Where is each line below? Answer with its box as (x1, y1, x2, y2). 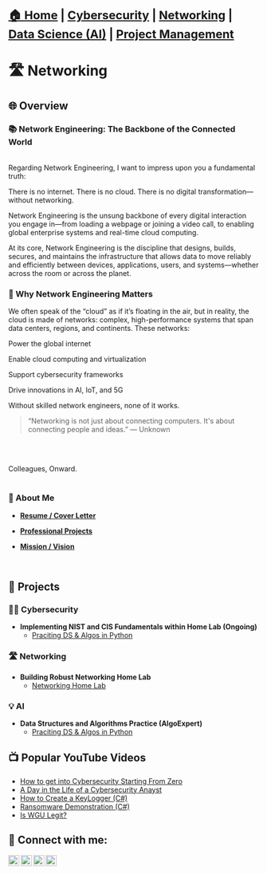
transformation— (198, 187, 253, 197)
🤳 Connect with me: (8, 833, 108, 847)
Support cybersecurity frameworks (8, 370, 124, 380)
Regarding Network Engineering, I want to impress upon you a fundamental (8, 163, 256, 173)
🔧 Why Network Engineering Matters (8, 288, 153, 299)
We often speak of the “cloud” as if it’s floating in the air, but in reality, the (8, 306, 249, 317)
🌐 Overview (8, 99, 69, 112)
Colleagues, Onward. (8, 464, 77, 474)
